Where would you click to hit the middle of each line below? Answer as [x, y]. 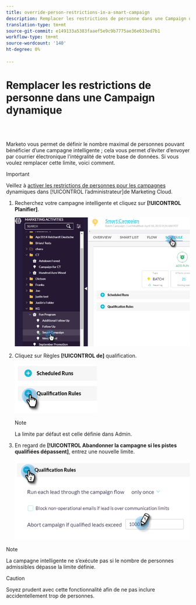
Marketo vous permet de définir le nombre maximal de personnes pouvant [95, 144]
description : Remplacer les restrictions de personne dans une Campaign [96, 18]
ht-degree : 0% [23, 50]
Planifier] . [27, 209]
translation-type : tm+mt [36, 25]
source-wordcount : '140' [36, 43]
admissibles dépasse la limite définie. [51, 567]
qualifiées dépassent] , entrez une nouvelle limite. [75, 452]
